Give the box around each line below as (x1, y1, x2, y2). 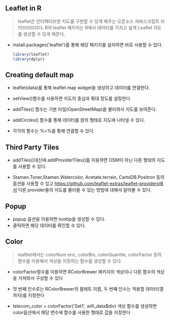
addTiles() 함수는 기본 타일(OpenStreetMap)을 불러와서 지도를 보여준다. (12, 106, 157, 112)
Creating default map (5, 71, 74, 79)
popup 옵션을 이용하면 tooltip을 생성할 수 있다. (12, 216, 106, 222)
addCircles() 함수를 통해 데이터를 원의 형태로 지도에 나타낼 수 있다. (12, 117, 146, 123)
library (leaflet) (12, 52, 50, 57)
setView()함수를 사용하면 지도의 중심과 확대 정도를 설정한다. (12, 95, 132, 102)
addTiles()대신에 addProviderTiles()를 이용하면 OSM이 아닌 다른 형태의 (12, 157, 156, 163)
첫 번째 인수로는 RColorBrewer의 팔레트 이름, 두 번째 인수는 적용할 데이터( (12, 285, 160, 292)
